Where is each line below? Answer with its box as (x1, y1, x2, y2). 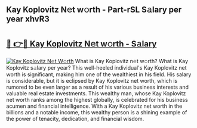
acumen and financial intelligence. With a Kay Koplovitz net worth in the (6, 102, 183, 110)
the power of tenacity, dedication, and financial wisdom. (6, 115, 144, 122)
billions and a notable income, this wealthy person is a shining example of (6, 109, 187, 115)
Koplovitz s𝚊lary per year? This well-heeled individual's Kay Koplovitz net (6, 64, 187, 71)
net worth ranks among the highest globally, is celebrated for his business (6, 96, 188, 103)
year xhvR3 (6, 14, 50, 24)
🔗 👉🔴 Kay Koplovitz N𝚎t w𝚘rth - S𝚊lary (6, 39, 157, 49)
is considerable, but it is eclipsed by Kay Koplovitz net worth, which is (6, 77, 178, 84)
